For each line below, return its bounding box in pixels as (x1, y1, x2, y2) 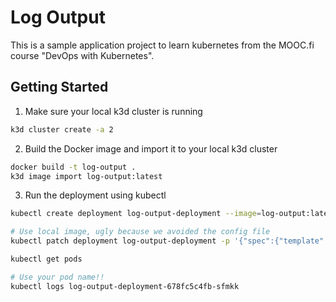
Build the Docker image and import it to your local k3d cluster (24, 142, 278, 155)
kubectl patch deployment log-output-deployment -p (10, 236, 230, 246)
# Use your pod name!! (10, 272, 105, 282)
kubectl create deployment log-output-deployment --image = (10, 209, 262, 219)
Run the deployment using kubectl (24, 189, 167, 201)
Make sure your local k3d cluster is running (24, 105, 203, 117)
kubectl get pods (10, 254, 83, 264)
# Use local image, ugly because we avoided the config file (10, 227, 271, 237)
